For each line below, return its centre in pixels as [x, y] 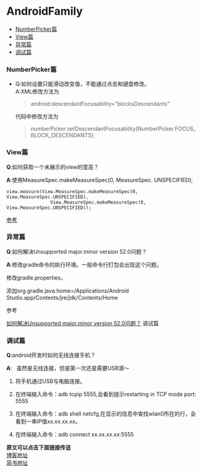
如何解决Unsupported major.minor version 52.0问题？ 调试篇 [83, 323]
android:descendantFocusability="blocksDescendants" [100, 104]
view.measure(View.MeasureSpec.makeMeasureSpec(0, [72, 191]
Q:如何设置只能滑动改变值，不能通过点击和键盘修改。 [82, 84]
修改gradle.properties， [36, 278]
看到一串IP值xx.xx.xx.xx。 [48, 422]
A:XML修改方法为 [37, 92]
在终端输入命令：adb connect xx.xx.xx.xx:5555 [74, 435]
